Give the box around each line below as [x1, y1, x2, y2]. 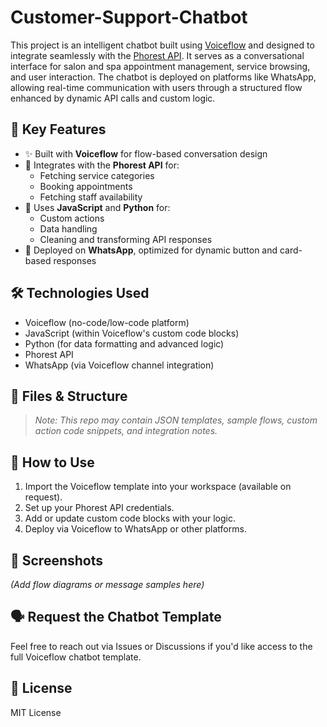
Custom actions [39, 212, 105, 224]
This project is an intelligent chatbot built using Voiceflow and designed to [10, 39, 315, 51]
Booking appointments [39, 180, 133, 192]
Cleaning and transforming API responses [39, 233, 213, 245]
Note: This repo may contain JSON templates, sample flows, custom [34, 414, 318, 426]
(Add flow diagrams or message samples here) [10, 579, 205, 590]
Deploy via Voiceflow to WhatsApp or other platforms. [24, 523, 247, 535]
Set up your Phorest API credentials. [24, 502, 175, 514]
